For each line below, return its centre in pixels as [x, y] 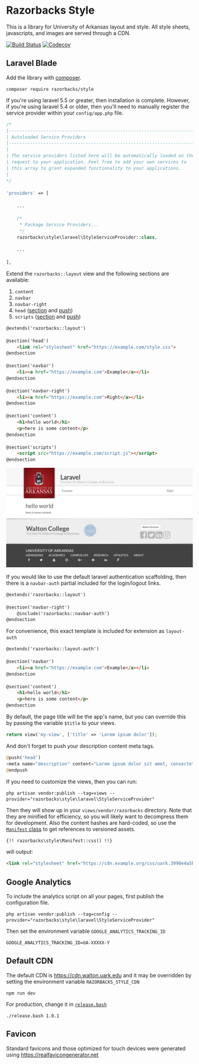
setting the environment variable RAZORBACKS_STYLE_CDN [73, 981]
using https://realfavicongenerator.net [52, 1054]
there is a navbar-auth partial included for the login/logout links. [84, 583]
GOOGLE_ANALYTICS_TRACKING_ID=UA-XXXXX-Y [58, 943]
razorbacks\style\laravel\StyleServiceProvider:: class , [87, 237]
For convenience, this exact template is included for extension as [85, 631]
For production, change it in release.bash [57, 1004]
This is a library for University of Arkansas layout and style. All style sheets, [98, 27]
